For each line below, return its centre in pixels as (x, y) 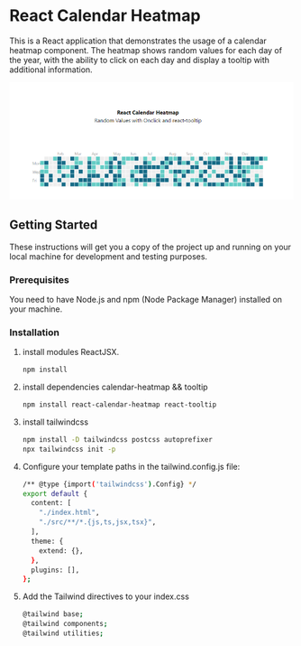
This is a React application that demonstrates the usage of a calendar (138, 41)
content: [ (51, 503)
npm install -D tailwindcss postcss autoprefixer (118, 439)
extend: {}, (61, 551)
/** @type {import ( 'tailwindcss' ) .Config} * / (109, 484)
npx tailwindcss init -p (69, 449)
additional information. (51, 70)
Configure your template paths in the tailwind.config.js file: (131, 466)
